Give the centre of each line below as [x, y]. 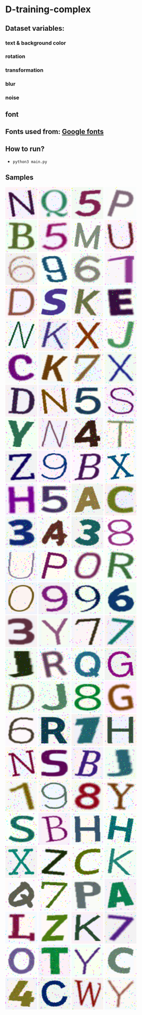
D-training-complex [48, 9]
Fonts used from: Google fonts [55, 131]
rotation [15, 56]
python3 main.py [30, 162]
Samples [20, 178]
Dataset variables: [35, 28]
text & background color [36, 43]
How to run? [25, 149]
